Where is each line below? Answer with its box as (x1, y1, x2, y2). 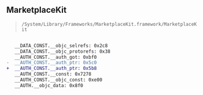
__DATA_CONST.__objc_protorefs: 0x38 (14, 48, 111, 55)
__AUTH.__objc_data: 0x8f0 (14, 82, 84, 88)
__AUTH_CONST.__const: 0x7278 (14, 71, 92, 77)
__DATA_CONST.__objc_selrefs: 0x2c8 (14, 42, 108, 48)
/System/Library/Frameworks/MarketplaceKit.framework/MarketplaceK (21, 21, 197, 27)
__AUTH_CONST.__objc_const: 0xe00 (14, 77, 103, 83)
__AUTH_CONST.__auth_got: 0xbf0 (14, 54, 97, 60)
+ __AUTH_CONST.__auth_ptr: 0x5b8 (6, 66, 97, 72)
